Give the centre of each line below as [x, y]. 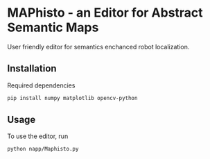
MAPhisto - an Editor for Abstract [105, 13]
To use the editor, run [38, 136]
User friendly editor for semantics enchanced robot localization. [98, 47]
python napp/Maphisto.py [43, 149]
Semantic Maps [53, 27]
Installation [32, 68]
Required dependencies [41, 85]
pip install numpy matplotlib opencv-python [72, 98]
